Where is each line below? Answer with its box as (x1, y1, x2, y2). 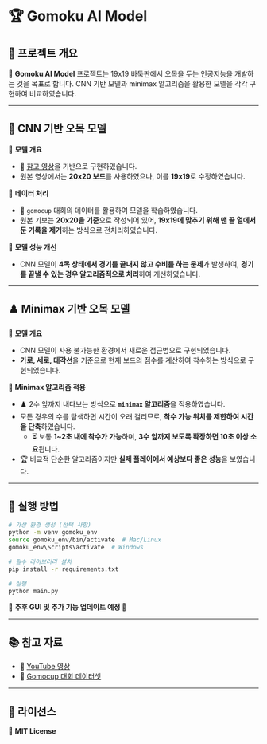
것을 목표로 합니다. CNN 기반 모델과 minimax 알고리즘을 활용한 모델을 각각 (16, 79, 248, 89)
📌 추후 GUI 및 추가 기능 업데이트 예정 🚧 (8, 602, 127, 612)
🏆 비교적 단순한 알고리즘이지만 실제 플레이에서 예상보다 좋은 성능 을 (19, 454, 228, 463)
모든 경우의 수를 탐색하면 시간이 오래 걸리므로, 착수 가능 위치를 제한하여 (19, 411, 240, 421)
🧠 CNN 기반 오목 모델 (8, 122, 107, 136)
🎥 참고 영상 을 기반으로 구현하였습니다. (19, 161, 137, 171)
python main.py (8, 587, 59, 595)
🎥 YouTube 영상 (19, 662, 71, 671)
